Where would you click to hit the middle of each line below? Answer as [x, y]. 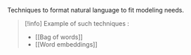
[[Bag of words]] [59, 37]
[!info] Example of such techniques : [77, 23]
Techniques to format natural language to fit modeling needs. [96, 10]
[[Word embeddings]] [66, 44]
